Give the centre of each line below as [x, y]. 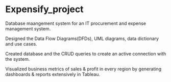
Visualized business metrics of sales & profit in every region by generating [83, 69]
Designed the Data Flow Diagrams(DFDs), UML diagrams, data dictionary [82, 38]
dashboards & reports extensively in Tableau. [53, 74]
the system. [18, 59]
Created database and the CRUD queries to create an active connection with [86, 54]
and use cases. [21, 44]
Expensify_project [44, 9]
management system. [28, 28]
